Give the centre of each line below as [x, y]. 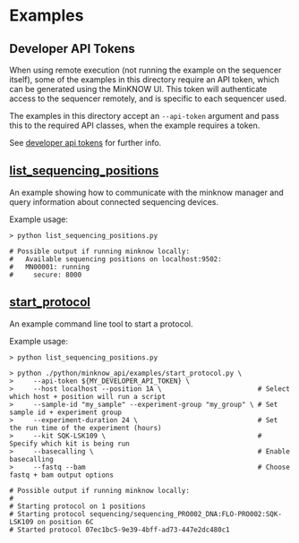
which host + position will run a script [88, 396]
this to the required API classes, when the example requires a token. [135, 125]
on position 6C [65, 522]
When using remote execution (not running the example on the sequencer [145, 70]
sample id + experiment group [66, 412]
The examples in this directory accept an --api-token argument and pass [144, 116]
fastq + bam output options [62, 475]
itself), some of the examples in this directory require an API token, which [145, 80]
